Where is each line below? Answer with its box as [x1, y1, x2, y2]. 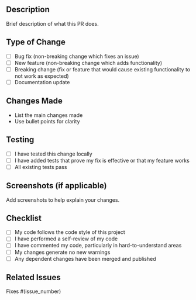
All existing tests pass [14, 163, 67, 170]
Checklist [6, 213, 42, 223]
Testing [6, 135, 35, 145]
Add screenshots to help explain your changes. [6, 196, 120, 204]
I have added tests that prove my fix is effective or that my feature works [14, 157, 190, 164]
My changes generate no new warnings [14, 249, 111, 256]
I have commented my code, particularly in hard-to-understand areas [14, 242, 182, 249]
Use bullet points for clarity [14, 118, 80, 125]
